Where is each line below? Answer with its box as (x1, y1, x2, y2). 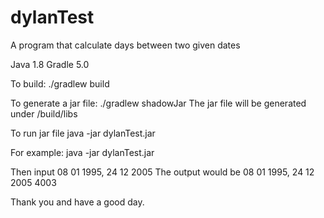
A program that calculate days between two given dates (10, 39, 241, 51)
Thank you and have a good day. (10, 196, 145, 208)
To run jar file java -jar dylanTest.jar (10, 127, 156, 139)
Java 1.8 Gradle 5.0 (10, 58, 90, 70)
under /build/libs (10, 107, 78, 120)
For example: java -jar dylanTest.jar (10, 146, 155, 158)
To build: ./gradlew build (10, 77, 110, 90)
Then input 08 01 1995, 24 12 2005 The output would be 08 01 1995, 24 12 (10, 166, 315, 178)
